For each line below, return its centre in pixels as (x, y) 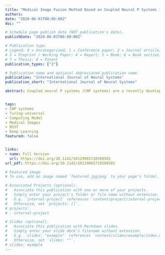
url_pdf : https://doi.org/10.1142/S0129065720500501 (60, 163)
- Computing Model (24, 118)
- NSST (12, 127)
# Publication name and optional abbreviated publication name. (72, 73)
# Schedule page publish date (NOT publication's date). (65, 32)
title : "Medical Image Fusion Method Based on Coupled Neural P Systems (81, 10)
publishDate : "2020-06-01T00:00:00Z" (44, 37)
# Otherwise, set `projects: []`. (42, 204)
